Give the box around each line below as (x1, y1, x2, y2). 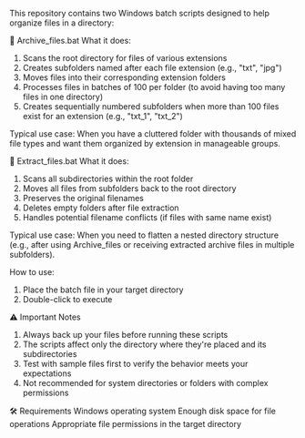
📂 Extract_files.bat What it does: (9, 156, 129, 167)
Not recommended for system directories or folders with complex (22, 378, 269, 388)
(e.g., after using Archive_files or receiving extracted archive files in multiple (9, 239, 295, 250)
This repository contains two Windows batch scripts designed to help (9, 8, 270, 18)
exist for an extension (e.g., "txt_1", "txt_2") (22, 111, 184, 121)
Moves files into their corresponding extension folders (22, 72, 226, 83)
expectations (22, 368, 72, 379)
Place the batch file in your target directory (22, 284, 184, 295)
